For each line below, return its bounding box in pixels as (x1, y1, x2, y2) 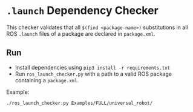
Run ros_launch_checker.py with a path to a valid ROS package (15, 70, 172, 77)
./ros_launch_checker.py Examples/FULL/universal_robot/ (6, 100, 153, 106)
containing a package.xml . (15, 76, 79, 84)
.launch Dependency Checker (6, 4, 159, 18)
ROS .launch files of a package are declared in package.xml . (6, 30, 155, 37)
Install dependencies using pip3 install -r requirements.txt (15, 64, 171, 71)
